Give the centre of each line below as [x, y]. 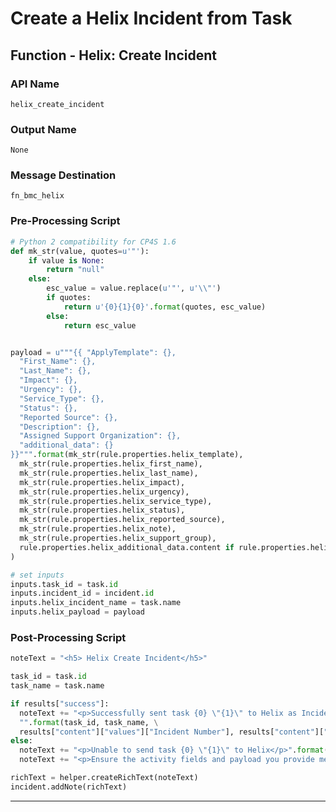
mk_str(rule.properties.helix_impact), [102, 482]
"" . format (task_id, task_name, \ [89, 722]
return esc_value [100, 325]
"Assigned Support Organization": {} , [100, 436]
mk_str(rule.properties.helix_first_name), [111, 464]
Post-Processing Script [68, 637]
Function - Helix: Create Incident [113, 55]
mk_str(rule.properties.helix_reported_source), [122, 520]
